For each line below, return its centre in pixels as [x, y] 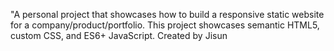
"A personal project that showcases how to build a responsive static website [167, 14]
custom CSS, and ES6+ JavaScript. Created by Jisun [119, 35]
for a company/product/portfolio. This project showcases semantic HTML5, [165, 25]
